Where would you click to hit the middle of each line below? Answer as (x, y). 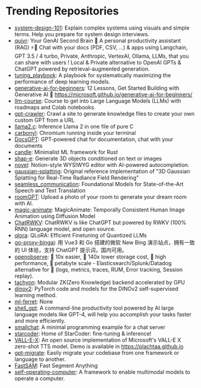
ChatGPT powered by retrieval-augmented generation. (82, 69)
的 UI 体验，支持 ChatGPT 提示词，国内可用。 (71, 250)
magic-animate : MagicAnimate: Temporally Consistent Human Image (99, 210)
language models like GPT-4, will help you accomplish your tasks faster (103, 314)
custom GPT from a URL (44, 120)
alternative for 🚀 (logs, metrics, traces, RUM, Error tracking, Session (98, 269)
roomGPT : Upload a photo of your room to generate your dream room (100, 196)
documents (28, 145)
